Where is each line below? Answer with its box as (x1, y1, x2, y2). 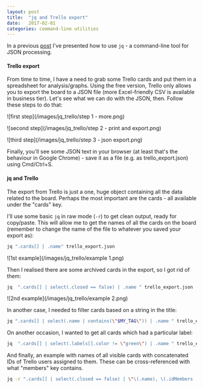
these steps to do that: (7, 101, 63, 108)
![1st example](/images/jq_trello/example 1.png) (7, 254, 124, 261)
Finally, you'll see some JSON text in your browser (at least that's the (7, 148, 178, 155)
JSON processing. (7, 49, 52, 56)
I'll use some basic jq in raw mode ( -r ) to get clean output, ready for (7, 212, 177, 220)
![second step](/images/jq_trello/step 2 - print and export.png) (7, 125, 161, 132)
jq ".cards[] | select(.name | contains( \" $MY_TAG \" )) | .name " (7, 318, 174, 324)
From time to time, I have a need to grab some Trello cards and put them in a (7, 76, 196, 83)
